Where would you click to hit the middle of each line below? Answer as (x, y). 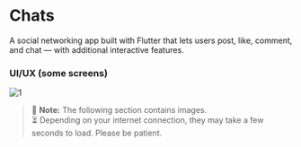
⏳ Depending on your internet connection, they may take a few (147, 120)
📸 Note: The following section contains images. (119, 110)
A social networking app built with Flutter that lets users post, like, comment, (151, 40)
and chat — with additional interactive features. (97, 49)
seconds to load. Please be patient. (97, 133)
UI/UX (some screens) (58, 73)
